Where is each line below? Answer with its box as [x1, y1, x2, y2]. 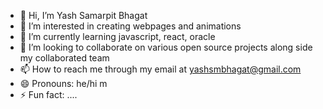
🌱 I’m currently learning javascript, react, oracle [19, 31, 216, 42]
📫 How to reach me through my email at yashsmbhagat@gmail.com [19, 63, 302, 75]
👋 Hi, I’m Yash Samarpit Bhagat [19, 10, 148, 21]
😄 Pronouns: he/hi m [19, 78, 108, 89]
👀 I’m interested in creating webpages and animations [19, 20, 242, 32]
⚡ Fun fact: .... [19, 89, 78, 100]
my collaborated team [19, 52, 110, 64]
